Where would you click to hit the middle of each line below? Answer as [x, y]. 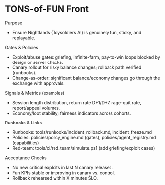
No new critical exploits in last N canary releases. [62, 167]
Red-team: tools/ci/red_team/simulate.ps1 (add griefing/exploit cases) [83, 148]
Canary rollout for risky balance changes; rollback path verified [77, 67]
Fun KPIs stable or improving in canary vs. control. [64, 173]
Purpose [14, 23]
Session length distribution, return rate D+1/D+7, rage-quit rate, [77, 102]
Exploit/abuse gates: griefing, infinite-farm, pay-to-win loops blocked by [86, 57]
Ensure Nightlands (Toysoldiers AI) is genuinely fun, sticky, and [77, 32]
